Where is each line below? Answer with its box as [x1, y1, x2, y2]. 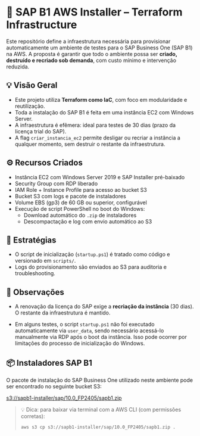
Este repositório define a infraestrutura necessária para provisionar [6, 38, 171, 45]
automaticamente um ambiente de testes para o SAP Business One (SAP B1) [6, 44, 193, 51]
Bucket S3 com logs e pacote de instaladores [14, 192, 126, 200]
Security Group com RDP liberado [14, 180, 98, 187]
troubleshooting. [14, 270, 55, 277]
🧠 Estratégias [6, 235, 57, 245]
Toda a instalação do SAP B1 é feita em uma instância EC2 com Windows [14, 108, 194, 116]
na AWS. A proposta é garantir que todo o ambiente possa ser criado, [6, 50, 177, 57]
